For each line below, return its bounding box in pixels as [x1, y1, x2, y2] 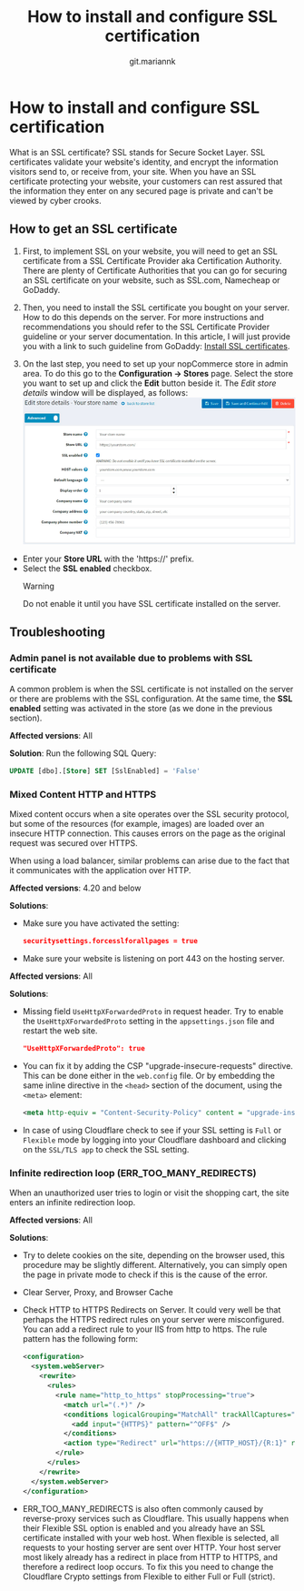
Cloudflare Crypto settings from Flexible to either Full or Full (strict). [22, 1571, 276, 1582]
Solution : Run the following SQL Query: [9, 748, 157, 759]
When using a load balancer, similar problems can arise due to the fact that [9, 855, 290, 866]
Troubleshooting [9, 624, 106, 639]
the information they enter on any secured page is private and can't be [9, 185, 274, 196]
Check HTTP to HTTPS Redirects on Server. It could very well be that [22, 1304, 281, 1315]
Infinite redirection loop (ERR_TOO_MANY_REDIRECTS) [9, 1167, 257, 1179]
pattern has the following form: [22, 1334, 139, 1344]
